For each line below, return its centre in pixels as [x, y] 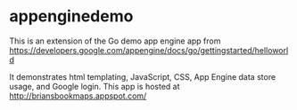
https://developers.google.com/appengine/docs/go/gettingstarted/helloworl [149, 50]
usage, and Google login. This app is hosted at [95, 86]
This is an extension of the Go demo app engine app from [115, 41]
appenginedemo [71, 16]
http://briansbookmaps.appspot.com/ [78, 96]
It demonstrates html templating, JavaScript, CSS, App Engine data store [143, 76]
